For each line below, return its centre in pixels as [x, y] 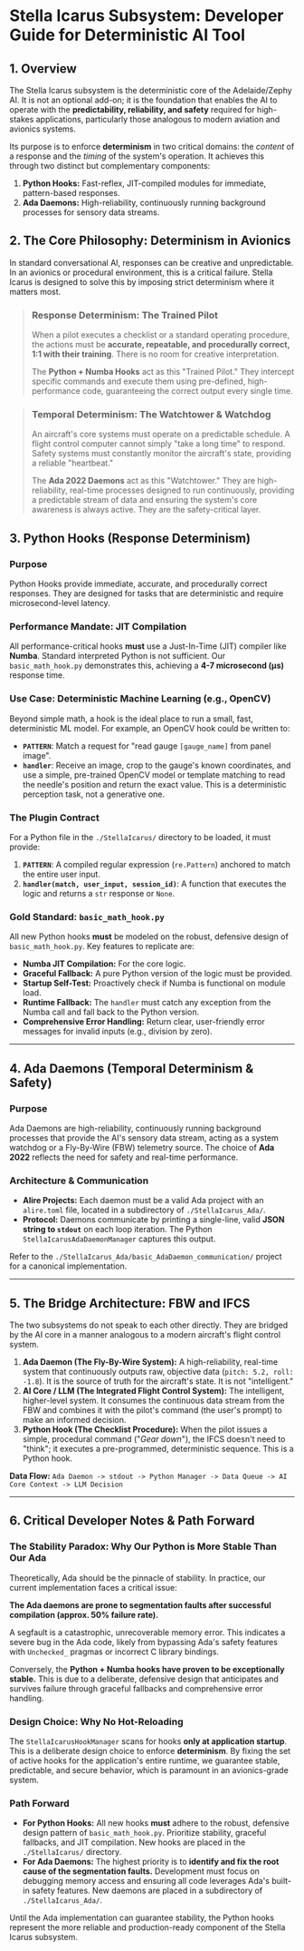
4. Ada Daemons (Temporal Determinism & [132, 1069]
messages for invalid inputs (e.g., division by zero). [117, 1032]
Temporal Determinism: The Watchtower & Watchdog [151, 415]
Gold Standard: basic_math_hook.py [87, 917]
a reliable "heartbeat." [72, 463]
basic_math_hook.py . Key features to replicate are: [102, 946]
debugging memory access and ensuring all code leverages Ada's [146, 1881]
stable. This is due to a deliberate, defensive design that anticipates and [144, 1679]
